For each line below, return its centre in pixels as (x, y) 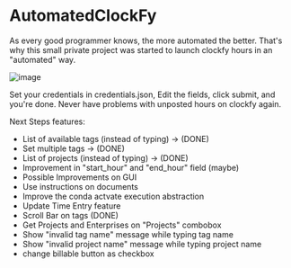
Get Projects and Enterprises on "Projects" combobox (122, 225)
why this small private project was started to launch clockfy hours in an (141, 49)
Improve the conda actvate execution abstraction (113, 196)
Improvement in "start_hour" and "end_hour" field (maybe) (131, 167)
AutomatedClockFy (83, 16)
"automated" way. (43, 59)
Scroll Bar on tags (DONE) (71, 215)
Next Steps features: (47, 121)
